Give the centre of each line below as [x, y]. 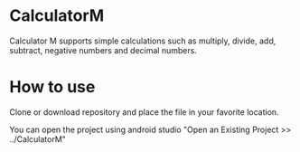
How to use [52, 87]
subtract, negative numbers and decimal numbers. [103, 50]
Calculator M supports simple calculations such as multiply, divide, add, [143, 41]
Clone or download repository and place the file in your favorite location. [144, 112]
